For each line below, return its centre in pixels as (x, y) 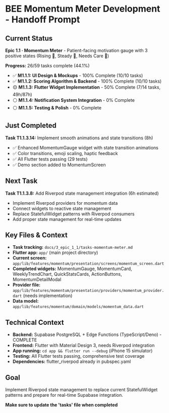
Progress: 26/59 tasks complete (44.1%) (47, 66)
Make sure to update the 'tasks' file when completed (62, 405)
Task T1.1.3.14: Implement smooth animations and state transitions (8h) (79, 138)
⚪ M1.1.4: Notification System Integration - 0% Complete (74, 100)
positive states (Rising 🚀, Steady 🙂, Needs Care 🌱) (57, 56)
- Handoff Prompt (43, 20)
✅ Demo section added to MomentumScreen (59, 165)
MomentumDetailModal (37, 280)
